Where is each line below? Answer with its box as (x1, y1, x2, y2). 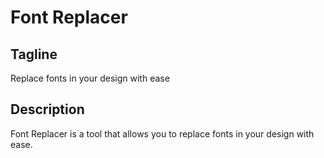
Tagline (10, 46, 58, 63)
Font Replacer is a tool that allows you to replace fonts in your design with (10, 127, 315, 140)
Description (10, 101, 85, 118)
